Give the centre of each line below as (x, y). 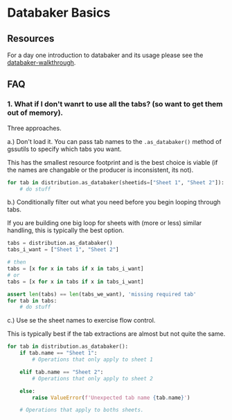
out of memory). (35, 113)
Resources (31, 39)
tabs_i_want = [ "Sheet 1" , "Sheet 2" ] (63, 250)
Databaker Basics (59, 13)
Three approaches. (34, 128)
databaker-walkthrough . (42, 63)
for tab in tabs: (32, 300)
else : (28, 391)
